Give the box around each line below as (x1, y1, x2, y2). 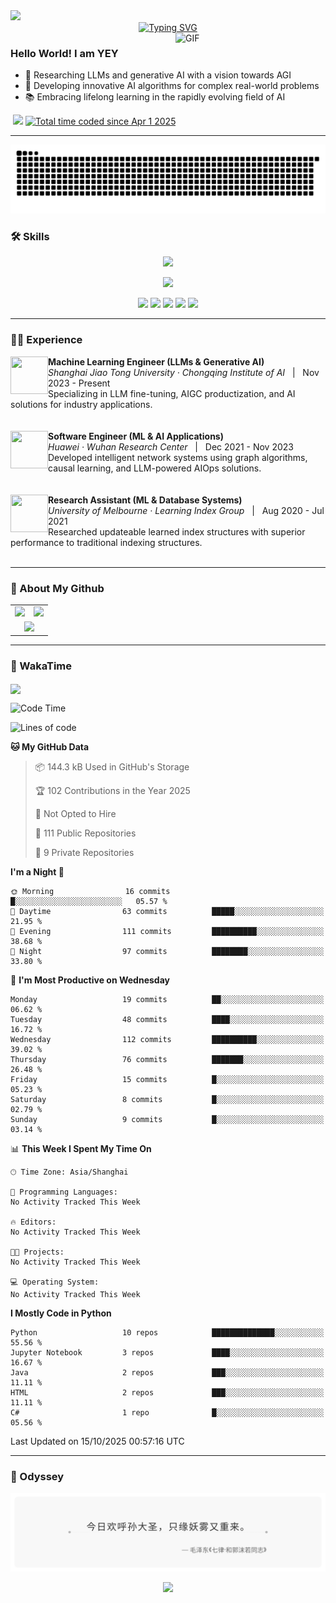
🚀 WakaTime (10, 659, 72, 673)
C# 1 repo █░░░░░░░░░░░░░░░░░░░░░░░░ (10, 1407, 325, 1418)
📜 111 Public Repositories (34, 827, 137, 839)
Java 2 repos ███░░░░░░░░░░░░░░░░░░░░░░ (10, 1367, 325, 1378)
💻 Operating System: (10, 1277, 100, 1287)
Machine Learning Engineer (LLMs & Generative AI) (48, 355, 265, 368)
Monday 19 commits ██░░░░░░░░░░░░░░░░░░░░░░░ (10, 994, 325, 1004)
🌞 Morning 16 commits (10, 886, 171, 896)
